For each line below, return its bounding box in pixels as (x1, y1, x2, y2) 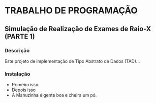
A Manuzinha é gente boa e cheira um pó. (11, 92, 97, 98)
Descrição (4, 47, 30, 54)
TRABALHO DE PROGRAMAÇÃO (4, 5, 138, 16)
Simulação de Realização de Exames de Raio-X (4, 25, 151, 33)
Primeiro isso (11, 82, 39, 88)
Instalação (4, 70, 31, 77)
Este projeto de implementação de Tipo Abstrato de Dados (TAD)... (4, 58, 140, 64)
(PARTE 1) (4, 32, 35, 40)
